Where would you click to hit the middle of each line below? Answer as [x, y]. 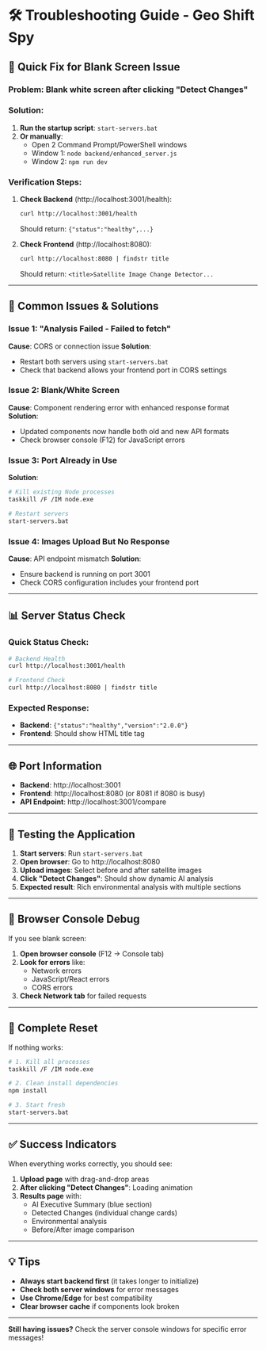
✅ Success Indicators [63, 1144]
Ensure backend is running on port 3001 [85, 574]
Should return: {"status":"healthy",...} [87, 229]
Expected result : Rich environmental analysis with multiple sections [130, 887]
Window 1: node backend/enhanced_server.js [104, 153]
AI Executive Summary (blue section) [92, 1204]
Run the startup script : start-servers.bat [89, 128]
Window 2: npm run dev [70, 161]
